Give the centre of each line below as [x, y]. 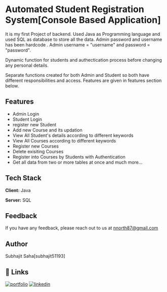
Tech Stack [23, 178]
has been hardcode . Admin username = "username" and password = [78, 44]
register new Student [34, 124]
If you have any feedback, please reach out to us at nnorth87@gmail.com [82, 228]
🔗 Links [17, 272]
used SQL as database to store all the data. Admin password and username [84, 39]
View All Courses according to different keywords [64, 140]
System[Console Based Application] [83, 20]
